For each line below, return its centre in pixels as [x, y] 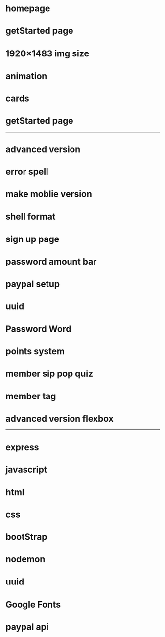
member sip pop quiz [49, 374]
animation [26, 76]
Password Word [38, 329]
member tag [31, 396]
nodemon [25, 559]
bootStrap [26, 537]
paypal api [27, 627]
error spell [27, 172]
